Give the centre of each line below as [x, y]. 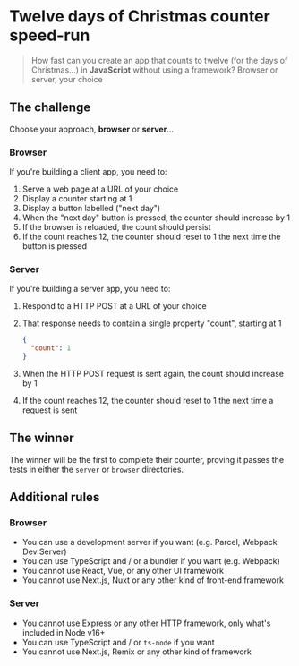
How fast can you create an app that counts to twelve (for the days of [159, 60]
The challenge [50, 108]
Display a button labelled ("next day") [91, 209]
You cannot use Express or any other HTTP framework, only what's [146, 623]
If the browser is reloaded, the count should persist [116, 227]
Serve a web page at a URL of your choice [100, 189]
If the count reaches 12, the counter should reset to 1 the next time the [151, 237]
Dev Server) [44, 551]
